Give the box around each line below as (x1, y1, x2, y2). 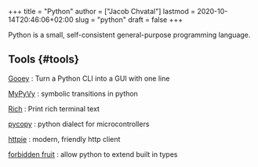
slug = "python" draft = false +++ (74, 15, 183, 24)
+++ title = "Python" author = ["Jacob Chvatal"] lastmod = (8, 7, 196, 16)
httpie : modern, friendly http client (8, 134, 121, 143)
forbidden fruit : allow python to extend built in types (8, 149, 178, 159)
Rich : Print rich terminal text (8, 103, 100, 113)
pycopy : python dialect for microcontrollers (8, 119, 150, 129)
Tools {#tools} (8, 53, 80, 66)
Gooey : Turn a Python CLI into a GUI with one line (8, 74, 170, 83)
